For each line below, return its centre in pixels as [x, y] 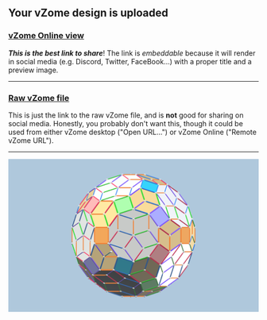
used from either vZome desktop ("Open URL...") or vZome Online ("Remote [132, 132]
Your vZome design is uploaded [88, 13]
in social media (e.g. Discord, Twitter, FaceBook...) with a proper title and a [130, 61]
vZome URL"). [31, 140]
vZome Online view [46, 36]
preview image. [33, 70]
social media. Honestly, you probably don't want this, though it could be [126, 123]
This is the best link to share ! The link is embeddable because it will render [132, 53]
